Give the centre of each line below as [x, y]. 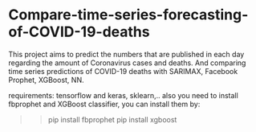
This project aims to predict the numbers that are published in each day [126, 54]
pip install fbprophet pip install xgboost [112, 119]
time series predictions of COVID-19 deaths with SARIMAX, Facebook [123, 71]
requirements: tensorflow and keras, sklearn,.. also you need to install [123, 95]
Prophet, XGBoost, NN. [46, 80]
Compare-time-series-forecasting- [128, 15]
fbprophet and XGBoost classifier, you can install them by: [104, 104]
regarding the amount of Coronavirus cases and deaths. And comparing [127, 63]
